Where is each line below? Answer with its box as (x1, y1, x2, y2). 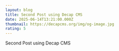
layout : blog (5, 7, 33, 13)
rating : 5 (5, 26, 26, 31)
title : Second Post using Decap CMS (5, 12, 83, 17)
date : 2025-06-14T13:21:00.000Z (5, 17, 73, 22)
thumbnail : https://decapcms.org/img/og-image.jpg (5, 21, 114, 27)
